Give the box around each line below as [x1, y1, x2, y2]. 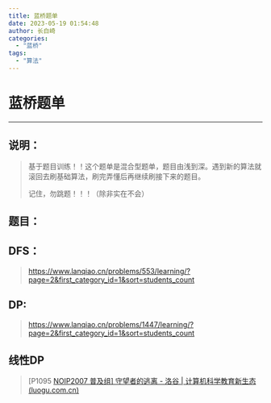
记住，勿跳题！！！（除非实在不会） [27, 189, 149, 198]
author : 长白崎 [8, 27, 56, 35]
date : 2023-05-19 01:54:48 [8, 19, 99, 27]
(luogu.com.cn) [27, 385, 79, 395]
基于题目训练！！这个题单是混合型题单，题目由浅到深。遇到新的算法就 [27, 161, 262, 171]
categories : [8, 34, 48, 43]
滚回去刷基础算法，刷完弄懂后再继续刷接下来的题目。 [27, 171, 206, 181]
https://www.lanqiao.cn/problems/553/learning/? [27, 266, 191, 276]
